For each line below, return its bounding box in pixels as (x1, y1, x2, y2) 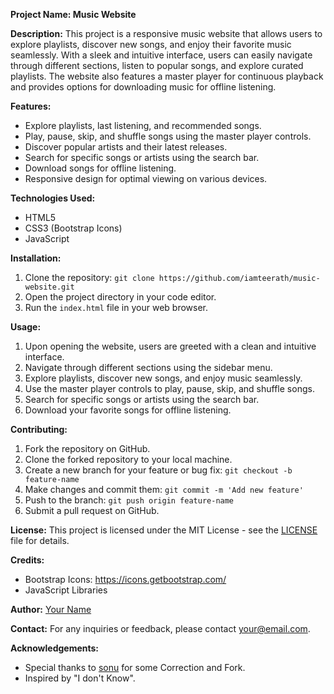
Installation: (10, 252, 62, 264)
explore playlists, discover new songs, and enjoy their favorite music (10, 39, 292, 50)
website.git (24, 282, 75, 292)
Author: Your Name (10, 604, 92, 615)
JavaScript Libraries (24, 584, 108, 596)
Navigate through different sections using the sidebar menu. (24, 362, 273, 373)
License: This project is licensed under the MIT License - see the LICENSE (10, 524, 318, 536)
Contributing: (10, 424, 68, 435)
